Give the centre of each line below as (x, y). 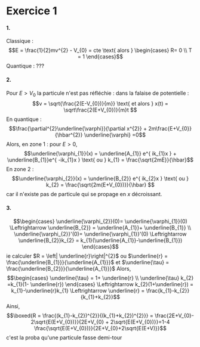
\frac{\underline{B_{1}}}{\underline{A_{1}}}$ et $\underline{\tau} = (88, 262)
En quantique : (24, 119)
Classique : (20, 41)
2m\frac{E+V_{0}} (170, 129)
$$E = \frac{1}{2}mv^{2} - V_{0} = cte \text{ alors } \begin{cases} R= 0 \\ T (100, 50)
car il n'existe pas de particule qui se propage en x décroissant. (84, 194)
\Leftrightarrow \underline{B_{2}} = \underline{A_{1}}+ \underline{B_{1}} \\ (100, 227)
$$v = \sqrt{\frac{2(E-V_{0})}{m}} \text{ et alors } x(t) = (100, 104)
